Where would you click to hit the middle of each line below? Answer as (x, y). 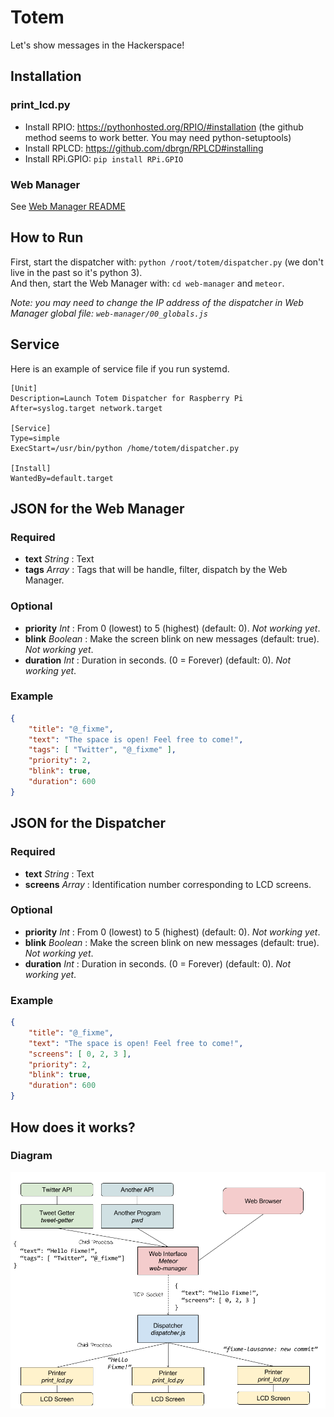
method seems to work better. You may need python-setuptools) (158, 137)
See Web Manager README (68, 206)
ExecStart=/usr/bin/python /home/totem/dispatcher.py (125, 448)
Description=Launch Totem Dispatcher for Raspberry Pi (127, 398)
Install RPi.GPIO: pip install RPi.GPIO (104, 158)
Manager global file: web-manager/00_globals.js (109, 313)
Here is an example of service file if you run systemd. (120, 368)
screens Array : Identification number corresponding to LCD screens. (168, 884)
